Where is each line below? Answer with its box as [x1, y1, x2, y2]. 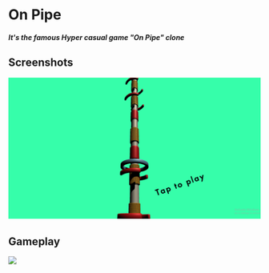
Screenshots [8, 56, 74, 70]
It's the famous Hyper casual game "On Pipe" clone [8, 32, 185, 42]
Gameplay [8, 235, 61, 248]
